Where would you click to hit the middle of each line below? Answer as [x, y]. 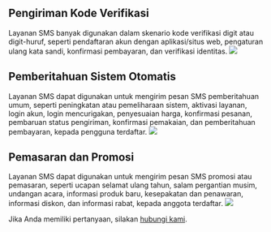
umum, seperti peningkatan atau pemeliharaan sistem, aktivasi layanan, [128, 105]
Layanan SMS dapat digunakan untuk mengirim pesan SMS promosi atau [130, 177]
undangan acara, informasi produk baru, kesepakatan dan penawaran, [126, 194]
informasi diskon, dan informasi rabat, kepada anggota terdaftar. [116, 204]
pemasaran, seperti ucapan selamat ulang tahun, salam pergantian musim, [133, 185]
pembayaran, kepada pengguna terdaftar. [78, 131]
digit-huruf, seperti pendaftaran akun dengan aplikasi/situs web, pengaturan [136, 41]
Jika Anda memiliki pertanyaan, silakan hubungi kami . [98, 219]
